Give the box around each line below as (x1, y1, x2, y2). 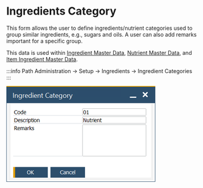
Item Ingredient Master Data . (6, 55, 78, 63)
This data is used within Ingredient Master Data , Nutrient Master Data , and (6, 49, 193, 56)
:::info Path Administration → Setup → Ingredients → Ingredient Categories (6, 67, 193, 74)
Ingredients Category (6, 4, 117, 18)
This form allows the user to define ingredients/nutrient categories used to (6, 24, 193, 32)
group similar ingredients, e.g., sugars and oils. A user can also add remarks (6, 30, 197, 38)
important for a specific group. (6, 37, 83, 44)
